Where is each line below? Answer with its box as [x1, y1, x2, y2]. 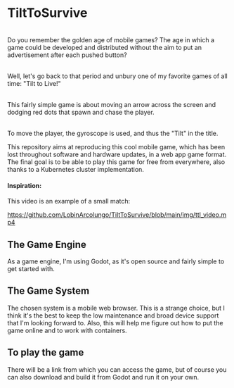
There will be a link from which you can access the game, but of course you [7, 365, 227, 374]
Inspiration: [7, 181, 42, 189]
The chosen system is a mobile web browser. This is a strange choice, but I [7, 303, 225, 312]
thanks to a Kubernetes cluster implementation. [7, 165, 144, 173]
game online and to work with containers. [7, 326, 128, 334]
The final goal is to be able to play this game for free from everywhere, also [7, 157, 226, 166]
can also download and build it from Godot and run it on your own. [7, 373, 200, 381]
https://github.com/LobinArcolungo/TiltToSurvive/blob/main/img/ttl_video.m [7, 211, 227, 219]
